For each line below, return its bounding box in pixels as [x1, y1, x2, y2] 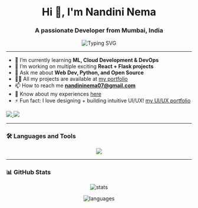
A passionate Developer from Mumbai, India [35, 27, 163, 35]
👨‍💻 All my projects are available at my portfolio [14, 75, 128, 82]
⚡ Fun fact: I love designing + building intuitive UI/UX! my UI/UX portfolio [14, 97, 191, 104]
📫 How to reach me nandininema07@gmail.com [14, 82, 136, 89]
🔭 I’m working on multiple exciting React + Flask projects [14, 63, 154, 70]
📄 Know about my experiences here [14, 91, 102, 98]
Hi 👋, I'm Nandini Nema [42, 5, 156, 19]
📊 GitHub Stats [6, 168, 51, 176]
